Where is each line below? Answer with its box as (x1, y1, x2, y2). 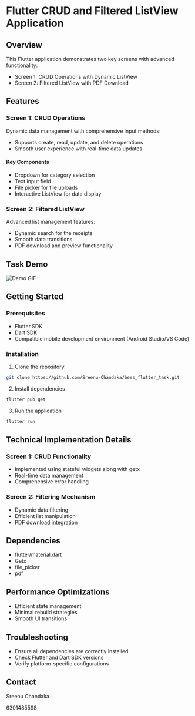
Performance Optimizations (6, 587, 110, 597)
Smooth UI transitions (14, 615, 68, 622)
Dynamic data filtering (14, 506, 69, 513)
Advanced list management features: (6, 219, 96, 226)
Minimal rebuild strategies (14, 609, 78, 616)
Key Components (6, 159, 50, 166)
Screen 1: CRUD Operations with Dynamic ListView (14, 73, 138, 80)
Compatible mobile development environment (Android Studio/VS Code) (14, 335, 190, 342)
